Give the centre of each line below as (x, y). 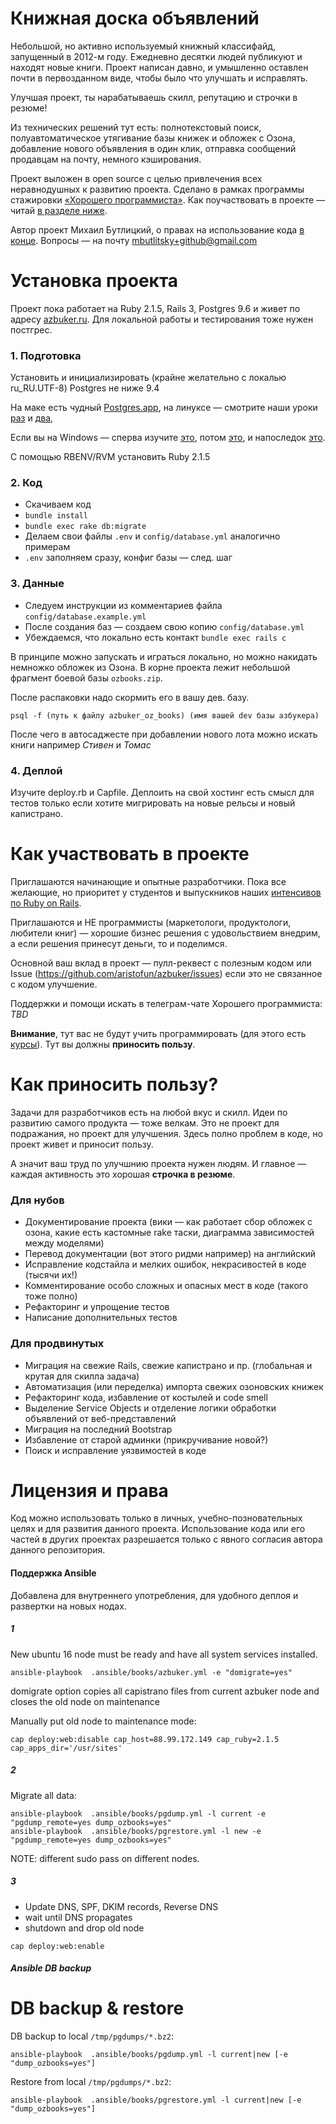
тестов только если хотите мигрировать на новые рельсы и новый (153, 803)
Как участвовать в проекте (130, 854)
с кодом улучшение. (54, 984)
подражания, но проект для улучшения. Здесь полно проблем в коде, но (166, 1133)
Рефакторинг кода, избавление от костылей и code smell (146, 1397)
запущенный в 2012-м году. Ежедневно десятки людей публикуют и (156, 56)
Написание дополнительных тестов (101, 1318)
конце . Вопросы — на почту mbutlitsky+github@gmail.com (134, 240)
